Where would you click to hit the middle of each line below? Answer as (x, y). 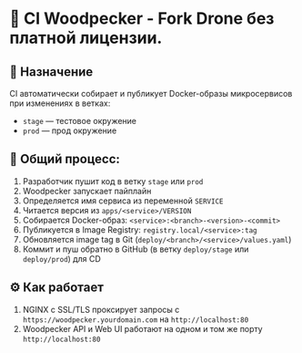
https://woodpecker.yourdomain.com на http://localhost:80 (136, 319)
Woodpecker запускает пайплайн (87, 191)
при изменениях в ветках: (60, 103)
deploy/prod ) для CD (62, 258)
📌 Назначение (51, 72)
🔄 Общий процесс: (65, 159)
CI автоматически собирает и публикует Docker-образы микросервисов (151, 93)
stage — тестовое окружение (80, 121)
